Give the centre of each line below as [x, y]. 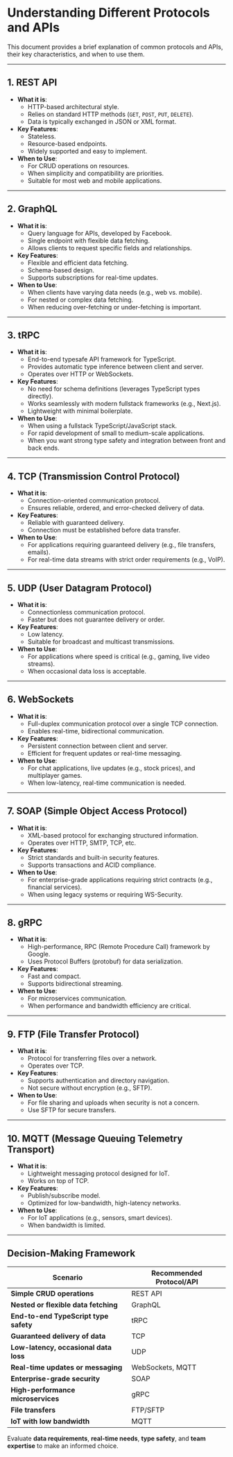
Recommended [177, 1273]
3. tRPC [24, 335]
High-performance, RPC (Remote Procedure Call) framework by [119, 947]
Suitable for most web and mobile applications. [95, 180]
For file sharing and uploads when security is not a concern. [113, 1102]
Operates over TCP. [56, 1066]
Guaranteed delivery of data [58, 1336]
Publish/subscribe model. [64, 1196]
